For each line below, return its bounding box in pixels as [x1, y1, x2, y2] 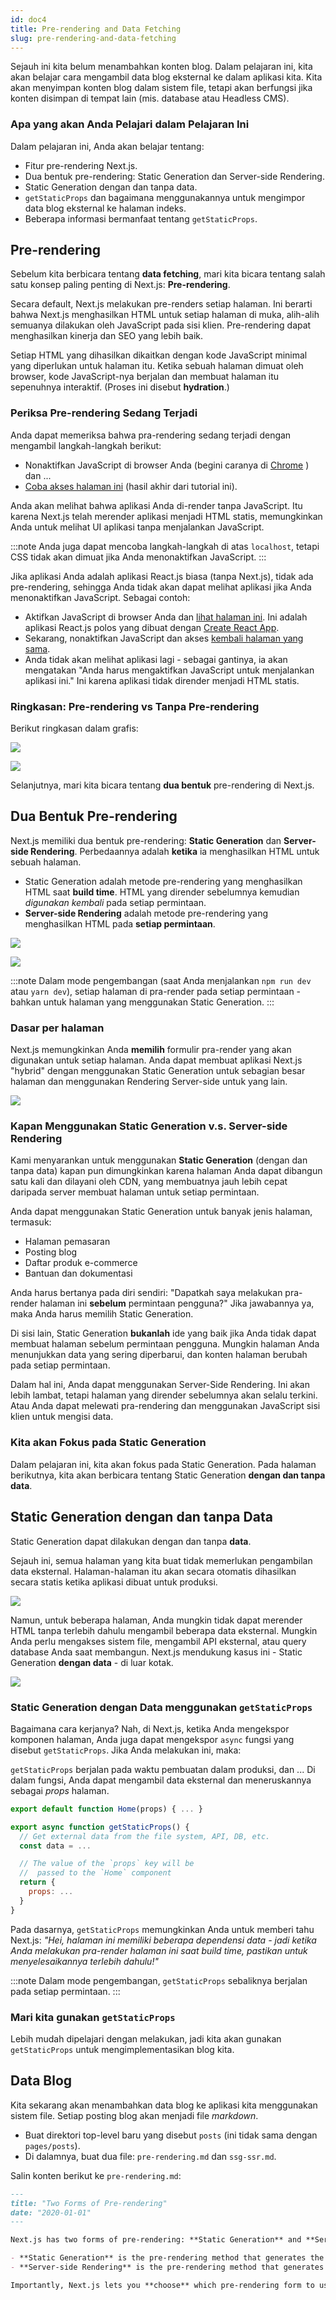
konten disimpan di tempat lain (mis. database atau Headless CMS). [10, 92, 290, 105]
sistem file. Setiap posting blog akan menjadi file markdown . [10, 2109, 259, 2121]
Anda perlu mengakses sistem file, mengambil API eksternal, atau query [10, 1635, 307, 1647]
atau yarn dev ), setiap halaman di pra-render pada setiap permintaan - [10, 985, 302, 997]
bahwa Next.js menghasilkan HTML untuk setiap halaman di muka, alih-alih [10, 309, 320, 321]
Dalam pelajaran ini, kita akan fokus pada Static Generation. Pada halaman [10, 1458, 317, 1470]
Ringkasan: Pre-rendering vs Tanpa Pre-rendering [10, 699, 260, 713]
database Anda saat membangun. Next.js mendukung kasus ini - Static [10, 1646, 303, 1658]
